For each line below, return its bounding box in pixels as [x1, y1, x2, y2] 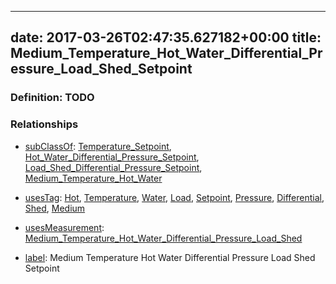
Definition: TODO [10, 91, 95, 105]
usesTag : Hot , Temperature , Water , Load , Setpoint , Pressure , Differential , [24, 191, 325, 203]
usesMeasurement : [24, 221, 105, 233]
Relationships [10, 117, 79, 131]
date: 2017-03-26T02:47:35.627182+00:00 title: [10, 29, 322, 46]
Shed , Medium [24, 202, 86, 214]
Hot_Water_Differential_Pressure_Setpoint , [24, 151, 200, 163]
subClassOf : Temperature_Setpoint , [24, 140, 172, 152]
